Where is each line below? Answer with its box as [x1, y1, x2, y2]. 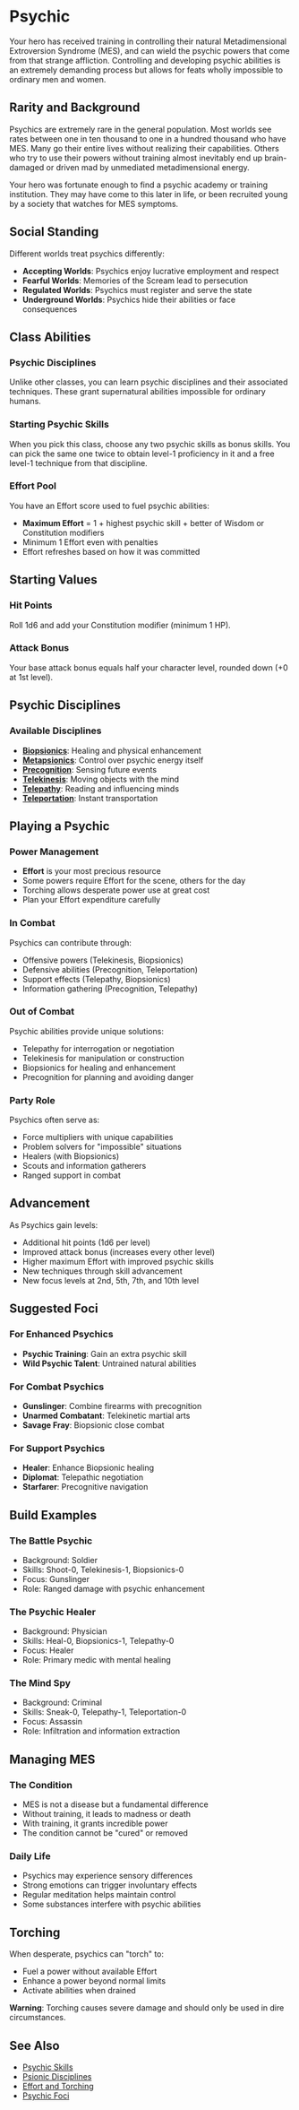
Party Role [9, 1094, 56, 1106]
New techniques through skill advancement [21, 1266, 183, 1276]
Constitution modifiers [21, 527, 105, 538]
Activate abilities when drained [21, 1985, 136, 1996]
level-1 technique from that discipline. [9, 457, 148, 468]
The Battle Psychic [9, 1535, 93, 1547]
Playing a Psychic [9, 818, 110, 834]
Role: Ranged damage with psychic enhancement [21, 1583, 206, 1594]
